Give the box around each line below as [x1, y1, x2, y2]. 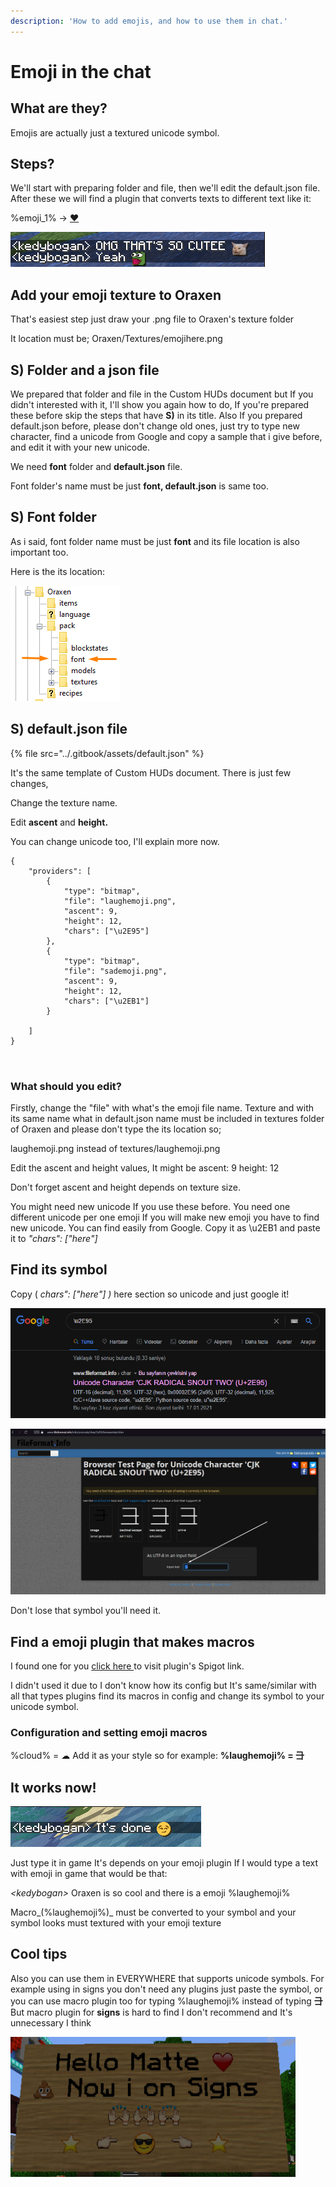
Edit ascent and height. [10, 816, 109, 828]
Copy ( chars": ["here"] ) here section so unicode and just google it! [10, 1288, 290, 1300]
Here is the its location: [10, 565, 105, 577]
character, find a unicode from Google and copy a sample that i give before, [10, 431, 323, 443]
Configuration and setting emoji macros [10, 1725, 208, 1739]
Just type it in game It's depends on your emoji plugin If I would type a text [10, 1857, 318, 1869]
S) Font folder [10, 509, 97, 526]
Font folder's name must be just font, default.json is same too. [10, 480, 270, 492]
